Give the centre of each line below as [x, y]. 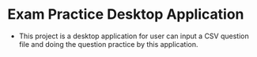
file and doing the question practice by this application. [108, 44]
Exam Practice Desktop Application [126, 14]
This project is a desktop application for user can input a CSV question [134, 36]
